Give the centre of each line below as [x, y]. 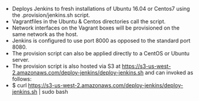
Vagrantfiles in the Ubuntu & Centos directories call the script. [89, 21]
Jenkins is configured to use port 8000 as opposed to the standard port [101, 41]
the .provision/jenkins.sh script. [51, 15]
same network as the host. [45, 34]
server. [21, 60]
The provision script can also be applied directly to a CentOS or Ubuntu [101, 53]
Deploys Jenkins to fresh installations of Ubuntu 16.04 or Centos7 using [101, 9]
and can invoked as [169, 72]
